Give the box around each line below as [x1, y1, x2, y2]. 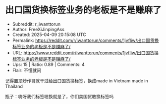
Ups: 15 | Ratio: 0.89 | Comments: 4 [12, 61, 85, 67]
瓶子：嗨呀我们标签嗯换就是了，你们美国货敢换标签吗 [5, 93, 114, 99]
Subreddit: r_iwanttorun [12, 21, 61, 27]
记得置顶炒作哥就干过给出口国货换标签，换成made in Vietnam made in [5, 77, 148, 84]
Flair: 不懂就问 [12, 67, 41, 73]
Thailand [5, 83, 23, 89]
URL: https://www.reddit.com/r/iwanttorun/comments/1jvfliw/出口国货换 [12, 50, 159, 56]
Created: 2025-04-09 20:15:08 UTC [12, 32, 86, 37]
